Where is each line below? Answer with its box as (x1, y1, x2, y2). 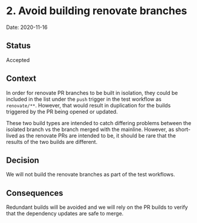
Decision (6, 155, 40, 165)
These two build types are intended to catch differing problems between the (6, 119, 192, 126)
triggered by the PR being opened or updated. (6, 108, 118, 115)
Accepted (6, 56, 30, 63)
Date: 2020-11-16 (6, 24, 48, 31)
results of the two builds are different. (6, 138, 98, 145)
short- (175, 126, 191, 133)
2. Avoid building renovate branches (6, 4, 188, 18)
